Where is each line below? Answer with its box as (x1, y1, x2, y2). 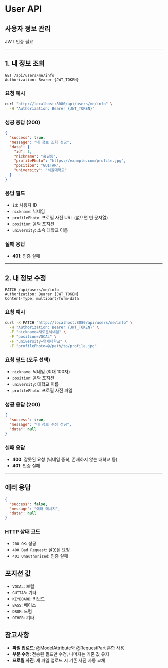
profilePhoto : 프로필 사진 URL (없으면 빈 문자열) (12, 215, 108, 221)
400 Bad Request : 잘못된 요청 (12, 547, 70, 553)
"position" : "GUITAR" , (14, 163, 61, 168)
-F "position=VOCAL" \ (9, 334, 57, 339)
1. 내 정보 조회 (5, 59, 45, 68)
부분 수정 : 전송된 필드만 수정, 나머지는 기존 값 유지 (12, 651, 110, 657)
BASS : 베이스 (12, 602, 36, 608)
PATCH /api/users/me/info (5, 287, 59, 293)
